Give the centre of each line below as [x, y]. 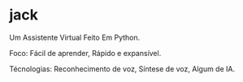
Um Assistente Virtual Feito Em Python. [75, 37]
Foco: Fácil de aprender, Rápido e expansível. [85, 53]
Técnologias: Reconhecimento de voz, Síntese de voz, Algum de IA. [122, 69]
